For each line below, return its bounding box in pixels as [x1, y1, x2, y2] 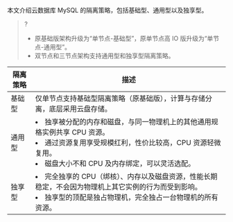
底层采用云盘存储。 [49, 104, 112, 113]
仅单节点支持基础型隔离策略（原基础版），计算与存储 [35, 94, 206, 103]
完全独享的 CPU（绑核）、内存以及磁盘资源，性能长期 [44, 172, 218, 181]
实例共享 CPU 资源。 [42, 128, 110, 137]
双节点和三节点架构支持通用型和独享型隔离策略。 [34, 51, 175, 60]
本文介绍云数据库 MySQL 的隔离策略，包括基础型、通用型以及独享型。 [7, 6, 208, 14]
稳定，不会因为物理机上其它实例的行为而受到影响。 [35, 182, 202, 191]
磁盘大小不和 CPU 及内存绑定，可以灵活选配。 [44, 159, 196, 168]
